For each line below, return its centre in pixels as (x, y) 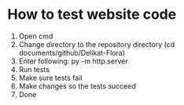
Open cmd (36, 36)
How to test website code (92, 14)
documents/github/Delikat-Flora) (72, 52)
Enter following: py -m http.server (73, 61)
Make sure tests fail (50, 78)
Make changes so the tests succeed (77, 86)
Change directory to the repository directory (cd (97, 44)
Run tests (34, 69)
